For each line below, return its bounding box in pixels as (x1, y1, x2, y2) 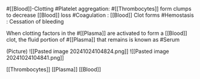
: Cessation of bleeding (6, 18, 65, 25)
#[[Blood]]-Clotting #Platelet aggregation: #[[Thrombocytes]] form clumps (6, 5, 192, 12)
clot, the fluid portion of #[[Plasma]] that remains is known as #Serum (6, 36, 180, 43)
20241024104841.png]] (6, 54, 65, 61)
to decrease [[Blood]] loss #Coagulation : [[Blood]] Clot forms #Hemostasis (6, 11, 195, 19)
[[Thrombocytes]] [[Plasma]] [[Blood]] (6, 66, 102, 73)
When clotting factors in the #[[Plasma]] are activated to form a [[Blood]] (6, 30, 187, 37)
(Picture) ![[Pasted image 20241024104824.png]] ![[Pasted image (6, 48, 169, 55)
